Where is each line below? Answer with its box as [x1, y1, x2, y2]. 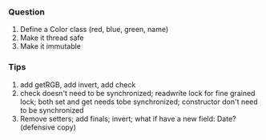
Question [8, 6, 46, 18]
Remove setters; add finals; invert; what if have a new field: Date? [19, 114, 236, 123]
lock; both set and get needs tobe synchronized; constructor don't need [19, 97, 258, 106]
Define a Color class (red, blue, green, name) [19, 25, 169, 34]
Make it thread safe [19, 33, 84, 42]
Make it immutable [19, 42, 82, 51]
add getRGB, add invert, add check [19, 79, 136, 90]
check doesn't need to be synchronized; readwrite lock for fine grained [19, 88, 256, 98]
